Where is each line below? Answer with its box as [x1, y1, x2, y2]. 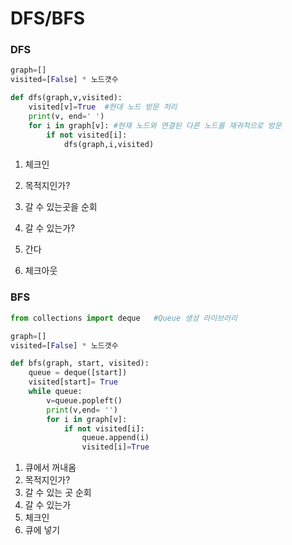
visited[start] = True [28, 377, 118, 387]
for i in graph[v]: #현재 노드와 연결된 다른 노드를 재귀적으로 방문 [28, 120, 282, 131]
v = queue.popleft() [46, 395, 123, 406]
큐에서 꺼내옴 [24, 462, 77, 474]
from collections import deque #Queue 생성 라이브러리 [10, 313, 238, 323]
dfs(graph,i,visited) [63, 139, 155, 149]
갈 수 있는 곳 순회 [24, 487, 92, 499]
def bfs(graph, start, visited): [10, 358, 150, 369]
